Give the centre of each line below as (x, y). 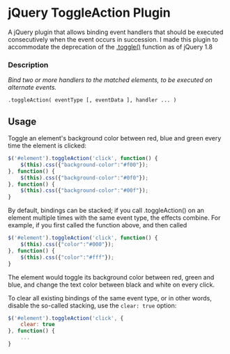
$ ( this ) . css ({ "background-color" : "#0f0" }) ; (85, 178)
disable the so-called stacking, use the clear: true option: (92, 305)
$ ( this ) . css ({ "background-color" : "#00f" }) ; (85, 191)
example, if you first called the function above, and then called (98, 225)
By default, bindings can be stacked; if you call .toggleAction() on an (106, 211)
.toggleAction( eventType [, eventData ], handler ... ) (92, 100)
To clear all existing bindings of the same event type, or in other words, (110, 298)
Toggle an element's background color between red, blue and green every (115, 138)
